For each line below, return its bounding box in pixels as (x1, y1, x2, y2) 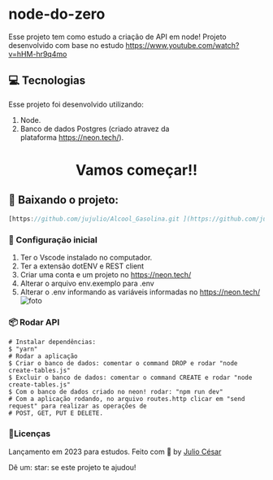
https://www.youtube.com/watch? (125, 40, 240, 50)
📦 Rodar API (8, 316, 60, 328)
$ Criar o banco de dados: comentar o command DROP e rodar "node (8, 360, 238, 368)
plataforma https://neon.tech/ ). (19, 132, 124, 142)
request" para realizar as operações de (8, 402, 148, 411)
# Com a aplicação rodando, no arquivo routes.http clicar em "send (8, 395, 245, 404)
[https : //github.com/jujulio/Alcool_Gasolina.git (8, 215, 180, 223)
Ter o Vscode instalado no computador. (19, 252, 153, 262)
